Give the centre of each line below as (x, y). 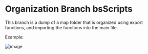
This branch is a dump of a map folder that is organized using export (74, 22)
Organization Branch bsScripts (69, 9)
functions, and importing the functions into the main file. (62, 27)
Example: (14, 37)
